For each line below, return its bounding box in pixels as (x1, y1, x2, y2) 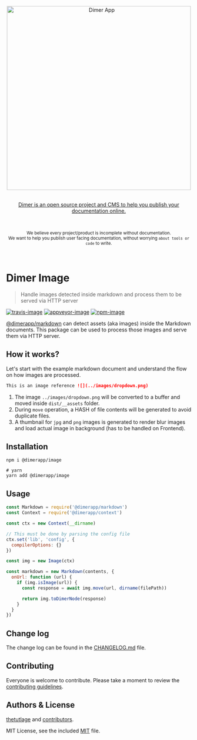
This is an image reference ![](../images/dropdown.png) (6, 383, 149, 389)
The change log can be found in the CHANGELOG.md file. (6, 644, 146, 651)
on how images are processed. (6, 371, 81, 379)
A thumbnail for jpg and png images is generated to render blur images (14, 418, 186, 426)
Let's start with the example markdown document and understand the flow (6, 365, 187, 372)
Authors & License (6, 700, 75, 710)
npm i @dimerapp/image (6, 457, 62, 463)
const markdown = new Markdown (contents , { (6, 569, 115, 575)
